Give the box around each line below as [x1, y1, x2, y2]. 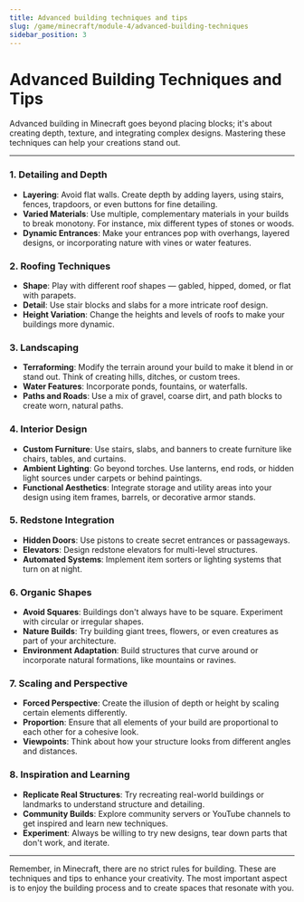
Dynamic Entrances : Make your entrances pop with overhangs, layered [22, 227, 290, 238]
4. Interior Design [9, 423, 88, 435]
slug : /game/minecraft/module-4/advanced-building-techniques [9, 22, 249, 31]
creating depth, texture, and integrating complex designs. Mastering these [9, 128, 287, 138]
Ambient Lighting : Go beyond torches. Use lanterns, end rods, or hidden [22, 462, 294, 473]
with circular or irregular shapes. [22, 616, 145, 627]
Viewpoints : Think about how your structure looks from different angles [22, 736, 291, 747]
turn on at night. [22, 563, 83, 574]
